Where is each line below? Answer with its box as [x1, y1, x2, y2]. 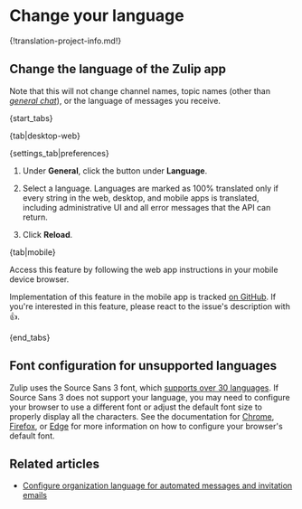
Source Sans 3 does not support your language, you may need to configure [9, 391, 291, 402]
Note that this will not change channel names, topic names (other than [9, 85, 271, 96]
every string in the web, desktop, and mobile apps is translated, [22, 192, 260, 203]
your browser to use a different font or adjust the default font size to [9, 401, 262, 412]
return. [22, 212, 48, 222]
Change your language [9, 5, 184, 26]
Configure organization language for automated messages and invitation [22, 480, 293, 491]
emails [22, 490, 48, 501]
